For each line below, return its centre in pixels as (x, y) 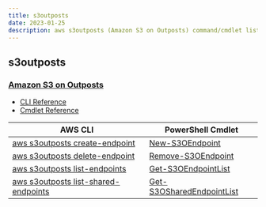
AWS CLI (77, 130)
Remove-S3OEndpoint (192, 156)
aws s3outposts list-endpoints (69, 169)
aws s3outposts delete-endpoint (74, 156)
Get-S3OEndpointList (190, 169)
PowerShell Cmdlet (202, 130)
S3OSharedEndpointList (194, 192)
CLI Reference (43, 102)
